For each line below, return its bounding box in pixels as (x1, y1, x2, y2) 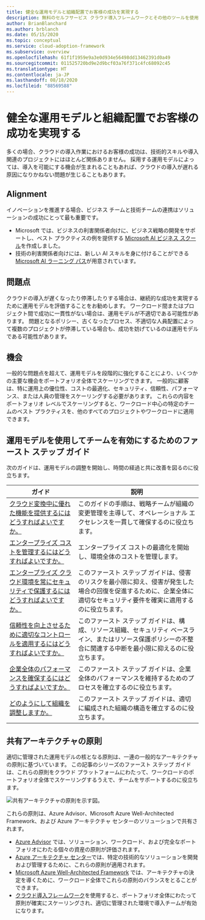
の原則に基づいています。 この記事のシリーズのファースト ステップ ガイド (6, 761, 192, 768)
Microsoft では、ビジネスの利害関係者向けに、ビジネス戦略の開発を (15, 226, 185, 234)
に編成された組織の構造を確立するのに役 (78, 704, 195, 712)
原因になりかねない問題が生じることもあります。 (6, 171, 129, 178)
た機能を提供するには (9, 509, 71, 517)
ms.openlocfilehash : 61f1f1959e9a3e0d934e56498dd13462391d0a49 (6, 54, 171, 61)
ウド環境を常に (9, 578, 53, 586)
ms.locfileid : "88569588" (6, 83, 72, 89)
